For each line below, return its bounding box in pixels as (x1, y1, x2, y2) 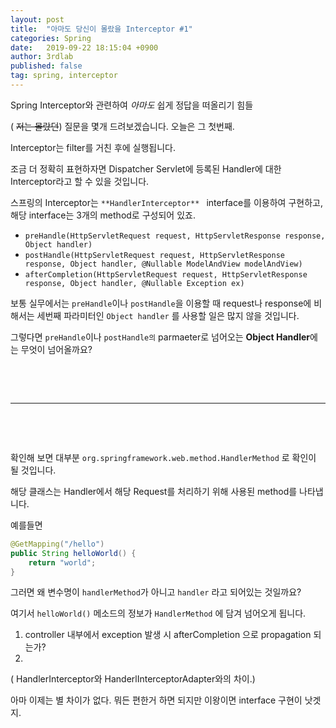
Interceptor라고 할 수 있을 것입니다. (10, 175, 150, 187)
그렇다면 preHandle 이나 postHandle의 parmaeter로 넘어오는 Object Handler (10, 331, 310, 343)
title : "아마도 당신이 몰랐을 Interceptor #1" (10, 24, 193, 34)
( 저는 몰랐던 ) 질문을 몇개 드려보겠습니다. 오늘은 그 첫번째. (10, 120, 235, 132)
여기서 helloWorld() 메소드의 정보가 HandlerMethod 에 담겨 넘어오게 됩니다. (10, 607, 307, 620)
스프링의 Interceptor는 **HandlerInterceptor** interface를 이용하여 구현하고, (10, 196, 323, 208)
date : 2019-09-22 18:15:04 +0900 (10, 42, 159, 53)
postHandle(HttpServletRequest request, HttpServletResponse (24, 250, 286, 260)
